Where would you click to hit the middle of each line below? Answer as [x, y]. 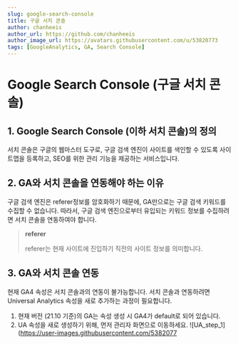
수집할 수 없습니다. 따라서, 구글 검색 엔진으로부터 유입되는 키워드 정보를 [106, 211]
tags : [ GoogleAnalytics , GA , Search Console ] [76, 47]
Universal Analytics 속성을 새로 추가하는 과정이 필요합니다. [90, 300]
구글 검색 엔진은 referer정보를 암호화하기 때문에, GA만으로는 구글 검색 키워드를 [117, 201]
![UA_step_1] [208, 325]
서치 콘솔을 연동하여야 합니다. [56, 219]
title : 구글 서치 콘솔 [37, 21]
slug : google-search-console [51, 14]
